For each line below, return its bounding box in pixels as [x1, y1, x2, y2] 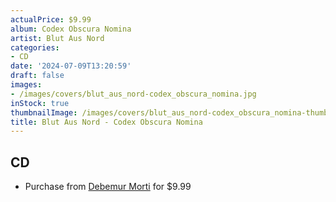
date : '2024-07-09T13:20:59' [10, 61, 132, 71]
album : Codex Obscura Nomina [10, 24, 132, 34]
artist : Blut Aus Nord [10, 33, 105, 43]
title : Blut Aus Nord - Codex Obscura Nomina [10, 117, 203, 127]
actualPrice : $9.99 [10, 14, 92, 25]
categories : [10, 42, 60, 53]
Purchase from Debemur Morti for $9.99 [24, 181, 192, 193]
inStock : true [10, 98, 70, 108]
